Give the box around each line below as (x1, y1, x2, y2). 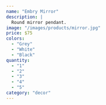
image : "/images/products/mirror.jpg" (6, 24, 101, 31)
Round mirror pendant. (11, 19, 67, 25)
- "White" (11, 47, 35, 52)
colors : (6, 36, 25, 41)
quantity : (6, 57, 30, 63)
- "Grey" (11, 41, 33, 47)
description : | (6, 14, 43, 20)
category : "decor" (6, 90, 51, 96)
